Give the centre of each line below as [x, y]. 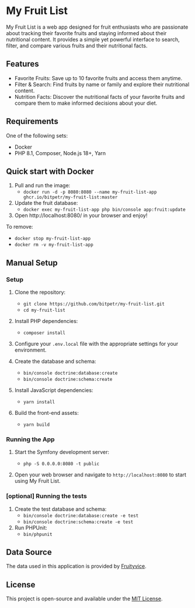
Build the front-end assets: [46, 413]
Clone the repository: [40, 292]
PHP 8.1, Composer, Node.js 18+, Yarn [60, 153]
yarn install [39, 402]
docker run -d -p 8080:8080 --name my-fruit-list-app [90, 192]
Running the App [30, 439]
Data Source [29, 552]
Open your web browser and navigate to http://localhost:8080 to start [100, 475]
